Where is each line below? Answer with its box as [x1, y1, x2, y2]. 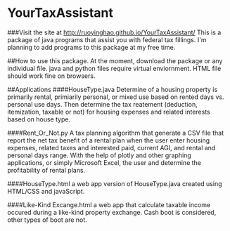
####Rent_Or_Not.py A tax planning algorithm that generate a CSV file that [7, 128, 224, 137]
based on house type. [7, 114, 71, 124]
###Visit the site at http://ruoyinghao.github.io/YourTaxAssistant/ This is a [7, 28, 222, 37]
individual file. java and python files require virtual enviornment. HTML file [7, 64, 222, 72]
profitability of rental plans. [7, 166, 86, 174]
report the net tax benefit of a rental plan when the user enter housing [7, 136, 210, 145]
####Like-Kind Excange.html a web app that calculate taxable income [7, 200, 211, 209]
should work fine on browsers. [7, 72, 96, 80]
